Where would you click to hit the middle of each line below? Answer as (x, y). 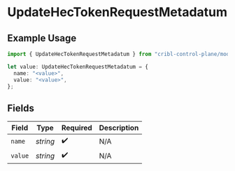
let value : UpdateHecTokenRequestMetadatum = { (78, 67)
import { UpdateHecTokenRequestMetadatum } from (79, 54)
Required (77, 128)
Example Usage (42, 38)
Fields (21, 108)
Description (119, 128)
